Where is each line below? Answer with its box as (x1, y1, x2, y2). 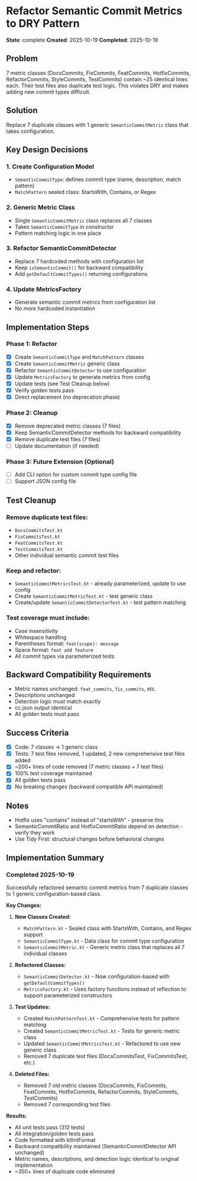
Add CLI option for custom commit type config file (14, 471, 137, 478)
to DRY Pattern (6, 17, 80, 30)
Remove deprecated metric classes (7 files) (14, 422, 121, 429)
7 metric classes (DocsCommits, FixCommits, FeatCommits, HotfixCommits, (6, 69, 191, 77)
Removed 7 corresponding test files (23, 1101, 111, 1108)
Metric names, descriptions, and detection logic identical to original (14, 1155, 179, 1163)
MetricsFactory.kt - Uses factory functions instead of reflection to (23, 986, 186, 993)
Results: (6, 1112, 27, 1119)
